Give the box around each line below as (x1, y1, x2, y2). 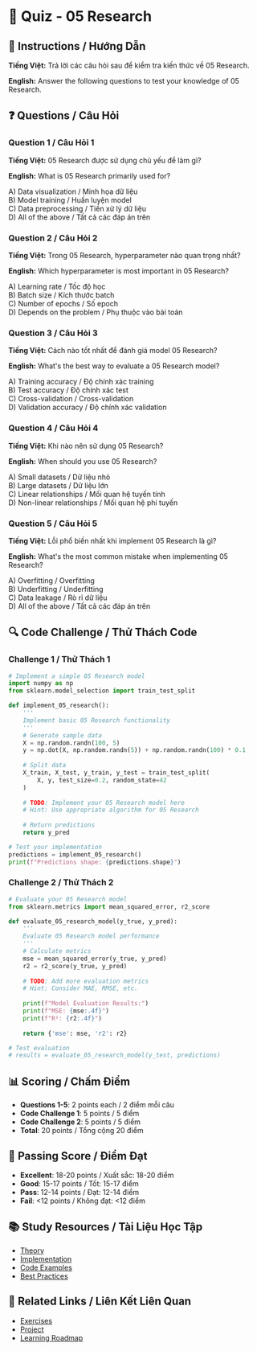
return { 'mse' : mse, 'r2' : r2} (22, 1029, 128, 1037)
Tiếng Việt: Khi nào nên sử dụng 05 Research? (8, 441, 164, 450)
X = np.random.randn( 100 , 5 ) (22, 739, 120, 747)
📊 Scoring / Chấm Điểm (8, 1074, 131, 1088)
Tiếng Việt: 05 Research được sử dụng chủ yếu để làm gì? (8, 155, 202, 165)
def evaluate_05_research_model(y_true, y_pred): (8, 917, 178, 926)
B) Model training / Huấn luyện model (8, 195, 133, 204)
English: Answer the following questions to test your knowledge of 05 (8, 76, 239, 85)
